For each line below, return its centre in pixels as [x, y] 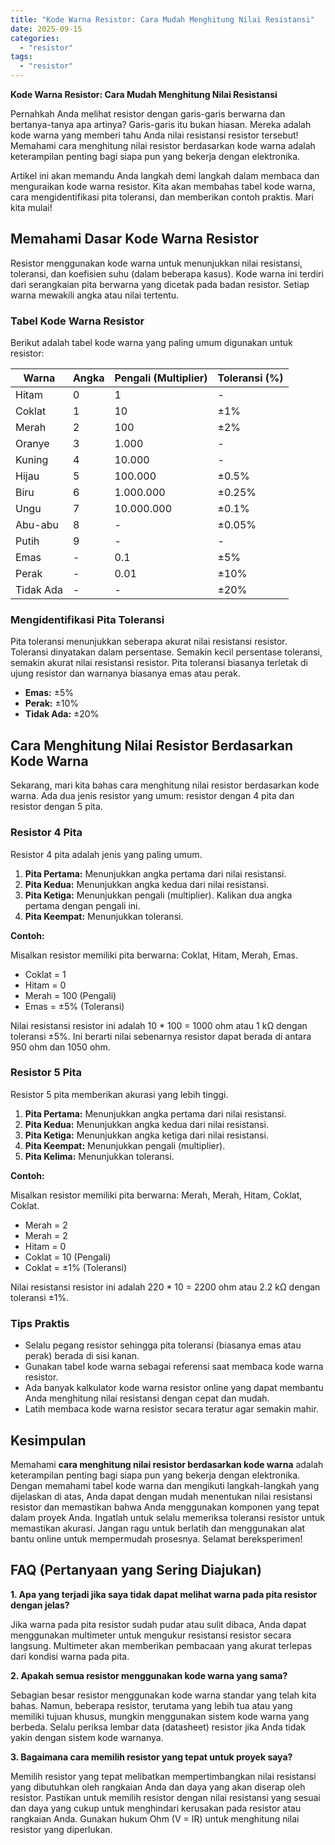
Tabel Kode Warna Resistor [77, 321]
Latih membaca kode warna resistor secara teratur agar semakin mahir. [171, 1409]
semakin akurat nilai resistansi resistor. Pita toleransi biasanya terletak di [159, 663]
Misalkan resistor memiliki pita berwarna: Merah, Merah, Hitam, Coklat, [156, 1195]
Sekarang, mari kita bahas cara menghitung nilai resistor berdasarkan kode [165, 785]
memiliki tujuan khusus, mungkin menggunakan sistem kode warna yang [160, 1716]
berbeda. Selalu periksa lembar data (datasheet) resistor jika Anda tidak [158, 1727]
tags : [21, 57]
